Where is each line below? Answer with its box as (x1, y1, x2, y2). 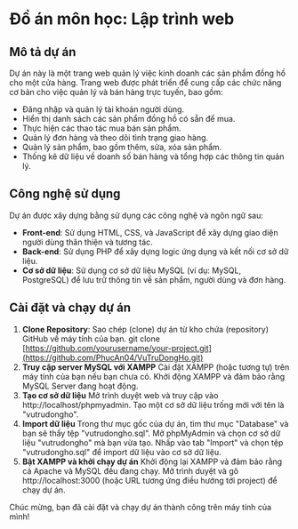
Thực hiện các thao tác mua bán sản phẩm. (21, 123, 181, 133)
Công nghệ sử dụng (9, 187, 121, 202)
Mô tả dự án (9, 44, 77, 60)
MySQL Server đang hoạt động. (21, 381, 139, 391)
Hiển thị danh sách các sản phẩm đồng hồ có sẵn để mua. (21, 114, 236, 124)
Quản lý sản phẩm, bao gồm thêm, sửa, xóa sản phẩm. (21, 142, 222, 152)
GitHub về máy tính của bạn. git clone (21, 333, 160, 344)
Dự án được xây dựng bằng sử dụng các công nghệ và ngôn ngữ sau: (9, 210, 264, 220)
